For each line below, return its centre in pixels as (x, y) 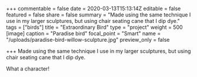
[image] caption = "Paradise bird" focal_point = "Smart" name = (84, 34)
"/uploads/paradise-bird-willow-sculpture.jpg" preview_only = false (88, 40)
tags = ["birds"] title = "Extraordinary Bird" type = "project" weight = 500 (95, 27)
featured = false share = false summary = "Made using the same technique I (98, 15)
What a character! (28, 69)
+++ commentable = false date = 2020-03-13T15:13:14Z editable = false (94, 9)
